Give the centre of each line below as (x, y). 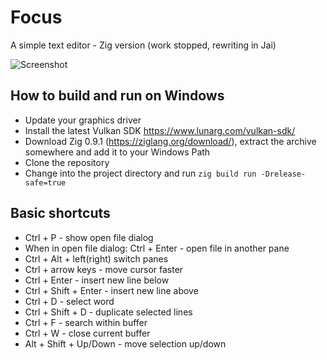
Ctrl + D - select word (69, 301)
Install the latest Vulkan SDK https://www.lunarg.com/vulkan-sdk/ (160, 130)
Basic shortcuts (60, 213)
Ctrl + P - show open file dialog (89, 237)
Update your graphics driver (83, 120)
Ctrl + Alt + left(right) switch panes (96, 258)
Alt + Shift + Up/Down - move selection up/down (125, 343)
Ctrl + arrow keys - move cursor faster (104, 269)
